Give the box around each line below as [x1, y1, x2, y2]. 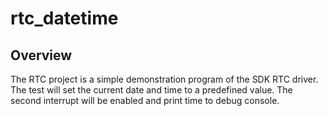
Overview [10, 47, 73, 64]
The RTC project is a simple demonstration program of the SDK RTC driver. [10, 73, 319, 85]
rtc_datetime [10, 7, 119, 30]
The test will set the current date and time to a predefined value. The [10, 84, 293, 96]
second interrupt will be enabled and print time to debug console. [10, 95, 280, 106]
